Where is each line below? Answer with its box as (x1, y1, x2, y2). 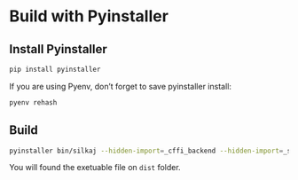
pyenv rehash (9, 98, 58, 107)
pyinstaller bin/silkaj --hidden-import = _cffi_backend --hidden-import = (9, 146, 284, 155)
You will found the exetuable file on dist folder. (9, 162, 181, 173)
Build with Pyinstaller (9, 6, 169, 27)
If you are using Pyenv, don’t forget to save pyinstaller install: (9, 81, 232, 91)
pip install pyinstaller (9, 65, 101, 74)
